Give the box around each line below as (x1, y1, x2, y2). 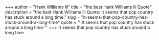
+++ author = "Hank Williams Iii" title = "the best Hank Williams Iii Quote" (5, 4, 152, 10)
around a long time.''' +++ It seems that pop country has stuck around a (5, 25, 150, 30)
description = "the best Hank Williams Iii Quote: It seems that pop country (5, 9, 154, 15)
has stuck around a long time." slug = (5, 14, 80, 20)
